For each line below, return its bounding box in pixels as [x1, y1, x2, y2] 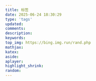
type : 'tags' [5, 17, 33, 22]
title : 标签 [5, 7, 29, 13]
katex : [5, 49, 19, 54]
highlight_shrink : [5, 63, 44, 68]
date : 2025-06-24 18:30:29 [5, 12, 62, 17]
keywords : [5, 36, 26, 41]
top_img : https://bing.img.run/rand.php [5, 40, 91, 45]
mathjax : [5, 45, 24, 50]
